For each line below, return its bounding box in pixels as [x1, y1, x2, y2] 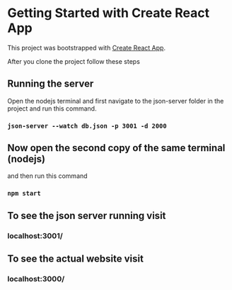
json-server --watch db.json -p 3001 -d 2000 [7, 122, 168, 130]
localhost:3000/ [7, 274, 65, 284]
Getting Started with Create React [7, 5, 210, 21]
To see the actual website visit [7, 253, 144, 265]
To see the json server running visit [7, 209, 166, 221]
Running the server [7, 78, 94, 90]
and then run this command [7, 172, 88, 180]
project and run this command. [7, 104, 97, 113]
